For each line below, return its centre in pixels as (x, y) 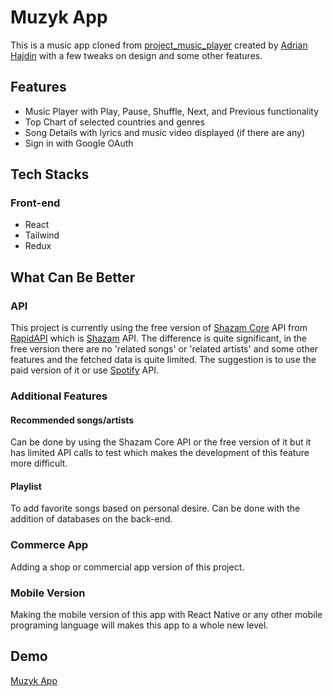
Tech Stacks (50, 174)
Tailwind (42, 235)
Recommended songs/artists (72, 420)
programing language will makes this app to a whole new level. (139, 625)
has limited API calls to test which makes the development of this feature (160, 453)
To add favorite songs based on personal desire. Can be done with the (155, 508)
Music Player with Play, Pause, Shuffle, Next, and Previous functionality (172, 111)
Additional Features (59, 396)
